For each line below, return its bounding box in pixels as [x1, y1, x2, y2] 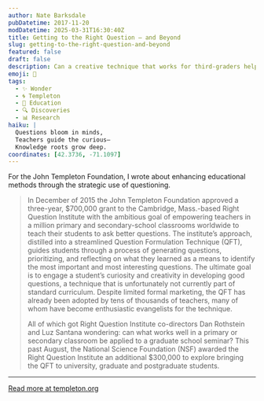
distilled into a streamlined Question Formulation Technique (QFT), [27, 237, 243, 247]
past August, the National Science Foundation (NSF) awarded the [27, 344, 240, 354]
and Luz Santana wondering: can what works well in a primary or [27, 328, 238, 337]
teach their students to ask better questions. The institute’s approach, [27, 229, 253, 238]
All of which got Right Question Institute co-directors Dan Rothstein [27, 319, 245, 329]
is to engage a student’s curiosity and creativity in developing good [27, 270, 245, 280]
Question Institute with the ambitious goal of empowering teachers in [27, 212, 251, 222]
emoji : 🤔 [8, 70, 37, 78]
